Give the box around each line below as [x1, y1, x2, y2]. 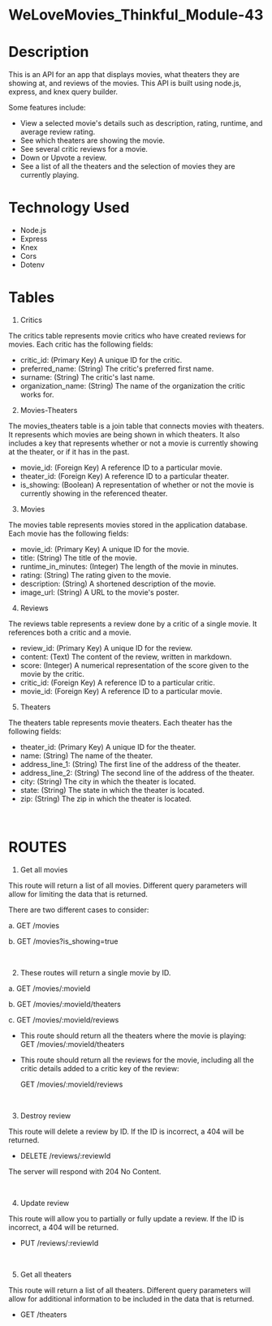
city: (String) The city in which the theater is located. [19, 777, 196, 786]
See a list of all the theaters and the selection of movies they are [19, 161, 235, 171]
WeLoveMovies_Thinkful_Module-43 [8, 6, 264, 24]
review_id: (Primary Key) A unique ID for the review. [19, 644, 193, 652]
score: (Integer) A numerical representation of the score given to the [19, 661, 249, 670]
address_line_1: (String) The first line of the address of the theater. [19, 760, 241, 768]
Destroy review [19, 1110, 71, 1121]
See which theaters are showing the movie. [19, 136, 165, 145]
